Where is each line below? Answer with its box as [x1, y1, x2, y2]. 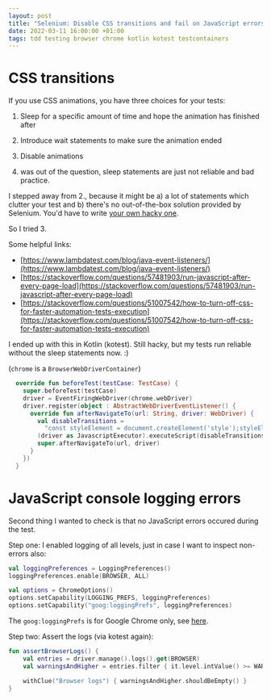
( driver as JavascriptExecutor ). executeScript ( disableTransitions [37, 432, 265, 440]
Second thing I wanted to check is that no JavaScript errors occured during [8, 516, 259, 526]
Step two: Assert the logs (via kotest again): [8, 631, 154, 641]
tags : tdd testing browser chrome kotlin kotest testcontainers [8, 34, 229, 43]
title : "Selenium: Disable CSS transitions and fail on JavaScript [8, 19, 240, 27]
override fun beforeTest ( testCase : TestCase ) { [15, 379, 179, 388]
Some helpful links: [8, 240, 73, 249]
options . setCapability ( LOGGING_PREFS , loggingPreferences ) [8, 594, 211, 602]
